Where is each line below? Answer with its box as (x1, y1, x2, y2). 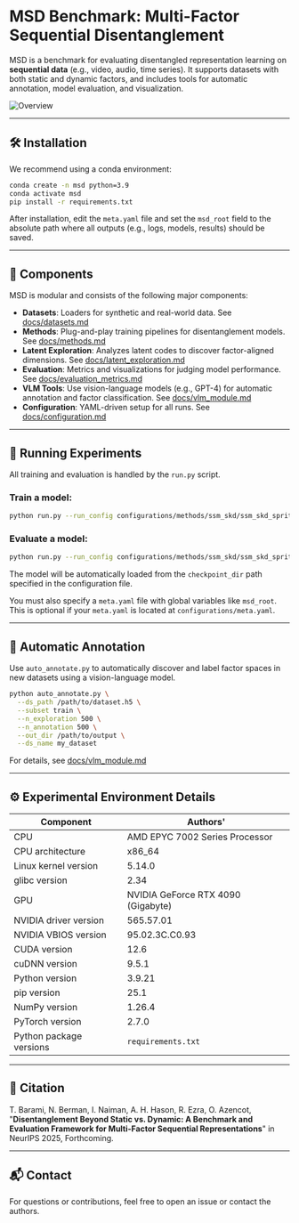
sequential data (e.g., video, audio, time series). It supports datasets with (9, 64, 279, 75)
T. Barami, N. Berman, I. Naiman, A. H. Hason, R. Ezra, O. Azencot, (9, 1104, 252, 1114)
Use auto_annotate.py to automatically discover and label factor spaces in (9, 663, 281, 674)
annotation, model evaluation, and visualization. (9, 83, 184, 93)
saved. (9, 232, 34, 243)
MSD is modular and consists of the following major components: (9, 290, 249, 301)
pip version (13, 986, 61, 999)
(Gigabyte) (126, 900, 173, 912)
